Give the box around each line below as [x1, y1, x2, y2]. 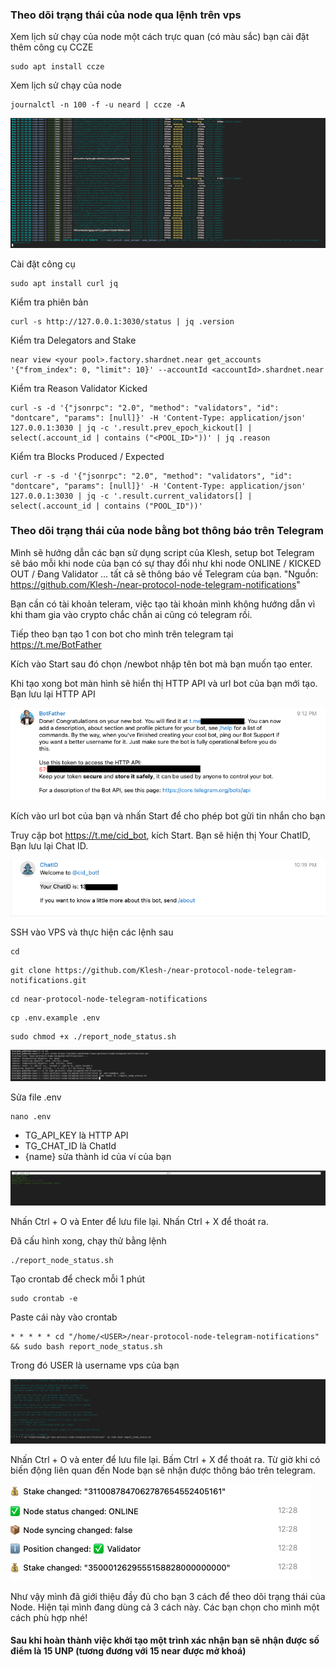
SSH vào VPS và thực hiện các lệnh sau [10, 926, 174, 938]
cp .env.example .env [10, 1013, 101, 1023]
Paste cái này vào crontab [10, 1311, 118, 1323]
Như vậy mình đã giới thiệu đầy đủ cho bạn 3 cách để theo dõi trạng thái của [10, 1590, 326, 1602]
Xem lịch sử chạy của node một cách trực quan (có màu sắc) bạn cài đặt [10, 31, 310, 43]
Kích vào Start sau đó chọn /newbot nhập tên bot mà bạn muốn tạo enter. [10, 658, 313, 670]
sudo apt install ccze [10, 62, 105, 72]
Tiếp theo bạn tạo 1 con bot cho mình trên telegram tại [10, 628, 234, 640]
